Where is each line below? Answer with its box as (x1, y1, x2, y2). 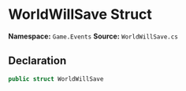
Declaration (8, 54, 67, 67)
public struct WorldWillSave (8, 75, 104, 83)
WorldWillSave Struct (8, 5, 152, 24)
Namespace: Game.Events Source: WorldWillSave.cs (8, 31, 179, 41)
